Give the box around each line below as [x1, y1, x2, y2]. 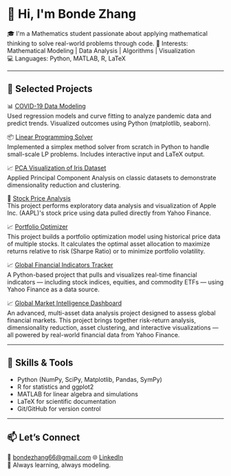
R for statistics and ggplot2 [16, 383, 94, 391]
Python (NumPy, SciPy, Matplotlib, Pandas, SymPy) [16, 375, 163, 383]
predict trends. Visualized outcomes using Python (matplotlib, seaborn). [7, 119, 211, 127]
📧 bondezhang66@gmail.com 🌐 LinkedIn [7, 453, 124, 462]
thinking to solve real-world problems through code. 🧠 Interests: [7, 39, 188, 47]
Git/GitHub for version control [16, 405, 101, 413]
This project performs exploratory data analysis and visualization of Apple [7, 201, 217, 209]
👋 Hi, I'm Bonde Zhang [7, 6, 136, 22]
